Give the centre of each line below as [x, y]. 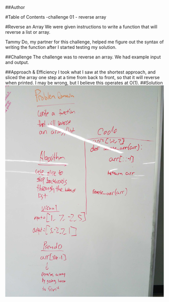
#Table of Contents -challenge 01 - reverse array [56, 17]
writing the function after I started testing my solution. [61, 47]
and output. [17, 62]
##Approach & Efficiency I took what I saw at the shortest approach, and [80, 72]
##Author [15, 7]
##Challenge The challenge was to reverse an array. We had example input [83, 57]
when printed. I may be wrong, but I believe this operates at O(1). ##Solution [84, 83]
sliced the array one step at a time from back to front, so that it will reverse [82, 77]
